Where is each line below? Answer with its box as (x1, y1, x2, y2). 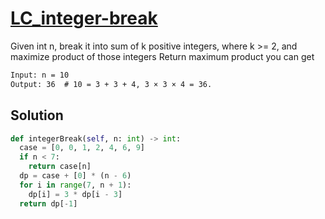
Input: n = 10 (10, 70, 70, 80)
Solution (10, 107, 64, 124)
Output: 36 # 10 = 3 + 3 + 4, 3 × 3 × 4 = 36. (10, 79, 213, 89)
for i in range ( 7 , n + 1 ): (19, 180, 132, 190)
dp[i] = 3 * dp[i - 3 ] (28, 189, 123, 199)
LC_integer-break (10, 7, 158, 30)
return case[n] (28, 162, 92, 172)
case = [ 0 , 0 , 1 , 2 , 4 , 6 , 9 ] (19, 143, 145, 153)
